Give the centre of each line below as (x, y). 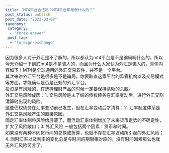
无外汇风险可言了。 (25, 145)
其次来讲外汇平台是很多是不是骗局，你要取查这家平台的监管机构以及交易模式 (84, 76)
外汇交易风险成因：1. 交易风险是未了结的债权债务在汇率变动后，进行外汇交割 (84, 95)
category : (18, 29)
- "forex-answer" (28, 33)
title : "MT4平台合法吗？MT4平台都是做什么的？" (50, 10)
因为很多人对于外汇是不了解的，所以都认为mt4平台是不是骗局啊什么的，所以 (84, 57)
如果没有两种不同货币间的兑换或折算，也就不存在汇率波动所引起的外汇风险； (84, 132)
